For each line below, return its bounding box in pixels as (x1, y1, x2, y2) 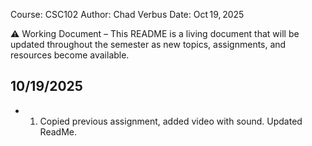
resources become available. (10, 49, 130, 61)
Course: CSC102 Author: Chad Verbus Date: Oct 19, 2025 (10, 9, 245, 20)
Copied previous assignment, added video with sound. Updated (39, 115, 303, 127)
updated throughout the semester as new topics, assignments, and (10, 39, 287, 50)
